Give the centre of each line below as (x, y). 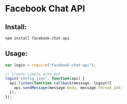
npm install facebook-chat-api (37, 38)
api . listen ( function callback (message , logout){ (61, 83)
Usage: (17, 54)
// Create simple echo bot (33, 74)
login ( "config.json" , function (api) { (45, 79)
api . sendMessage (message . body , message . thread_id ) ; (68, 88)
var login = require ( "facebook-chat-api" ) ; (51, 65)
